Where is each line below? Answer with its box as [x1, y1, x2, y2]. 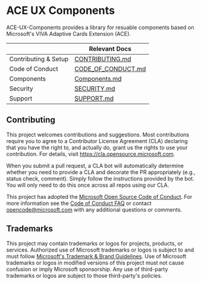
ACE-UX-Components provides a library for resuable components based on [6, 24, 194, 31]
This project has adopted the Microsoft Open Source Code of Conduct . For [6, 193, 193, 200]
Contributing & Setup [9, 55, 69, 63]
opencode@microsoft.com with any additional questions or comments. [6, 206, 182, 213]
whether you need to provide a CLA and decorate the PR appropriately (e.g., [6, 168, 196, 176]
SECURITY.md [74, 84, 116, 93]
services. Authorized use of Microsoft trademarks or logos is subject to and [6, 246, 194, 253]
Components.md [74, 74, 122, 82]
